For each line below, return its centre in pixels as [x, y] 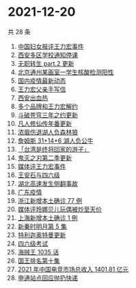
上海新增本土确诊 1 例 [47, 217]
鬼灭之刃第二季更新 [45, 158]
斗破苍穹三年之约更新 [47, 115]
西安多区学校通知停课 [47, 55]
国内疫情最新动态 [42, 80]
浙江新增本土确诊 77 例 [50, 200]
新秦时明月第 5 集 [42, 226]
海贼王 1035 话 [38, 252]
